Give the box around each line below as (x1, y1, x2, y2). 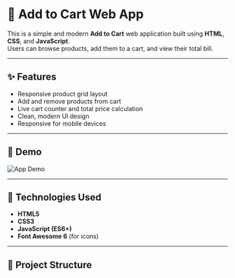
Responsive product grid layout (17, 89, 108, 98)
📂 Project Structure (7, 258, 92, 271)
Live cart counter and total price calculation (17, 104, 143, 112)
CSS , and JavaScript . (7, 36, 70, 45)
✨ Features (7, 71, 57, 83)
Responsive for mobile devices (17, 119, 106, 128)
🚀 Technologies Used (7, 191, 101, 203)
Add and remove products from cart (17, 97, 121, 105)
